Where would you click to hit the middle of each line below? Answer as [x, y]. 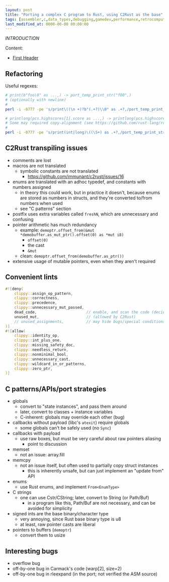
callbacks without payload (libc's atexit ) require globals [71, 422]
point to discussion [47, 444]
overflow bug [26, 563]
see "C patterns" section [46, 208]
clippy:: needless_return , [41, 350]
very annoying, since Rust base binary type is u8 [71, 519]
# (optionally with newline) [36, 100]
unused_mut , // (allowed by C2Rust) [75, 317]
